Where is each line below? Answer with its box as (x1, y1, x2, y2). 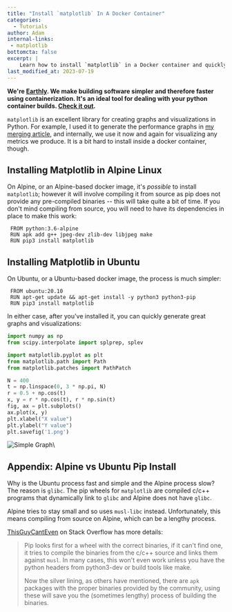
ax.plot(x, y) (7, 409, 48, 416)
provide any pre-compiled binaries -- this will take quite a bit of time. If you (7, 198, 220, 206)
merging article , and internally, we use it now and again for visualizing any (7, 129, 217, 138)
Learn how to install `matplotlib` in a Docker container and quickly (19, 61, 227, 68)
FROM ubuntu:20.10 (10, 288, 64, 295)
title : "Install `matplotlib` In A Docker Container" (7, 10, 166, 17)
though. (7, 144, 30, 153)
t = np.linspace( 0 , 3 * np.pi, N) (7, 383, 107, 390)
